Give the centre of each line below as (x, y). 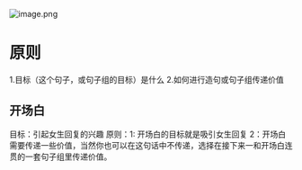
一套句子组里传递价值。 (68, 157)
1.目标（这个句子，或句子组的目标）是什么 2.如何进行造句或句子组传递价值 (147, 79)
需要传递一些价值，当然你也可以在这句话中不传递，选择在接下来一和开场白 (147, 145)
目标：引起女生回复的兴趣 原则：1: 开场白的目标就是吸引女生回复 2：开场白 (148, 134)
